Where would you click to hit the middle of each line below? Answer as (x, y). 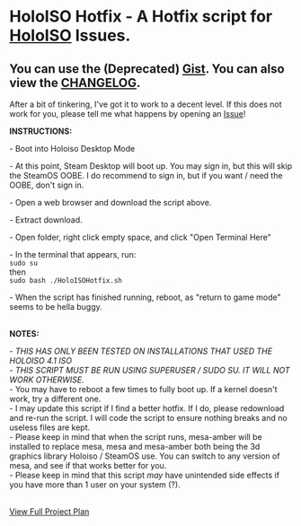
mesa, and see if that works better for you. (88, 465)
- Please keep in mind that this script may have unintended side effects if (145, 475)
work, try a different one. (55, 399)
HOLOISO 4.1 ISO (41, 360)
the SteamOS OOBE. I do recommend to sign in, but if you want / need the (146, 175)
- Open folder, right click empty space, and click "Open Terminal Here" (141, 237)
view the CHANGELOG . (75, 83)
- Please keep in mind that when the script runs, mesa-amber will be (136, 437)
